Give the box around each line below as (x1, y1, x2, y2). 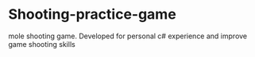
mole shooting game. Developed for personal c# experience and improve (8, 31, 248, 41)
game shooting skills (8, 39, 75, 48)
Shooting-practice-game (8, 5, 176, 23)
